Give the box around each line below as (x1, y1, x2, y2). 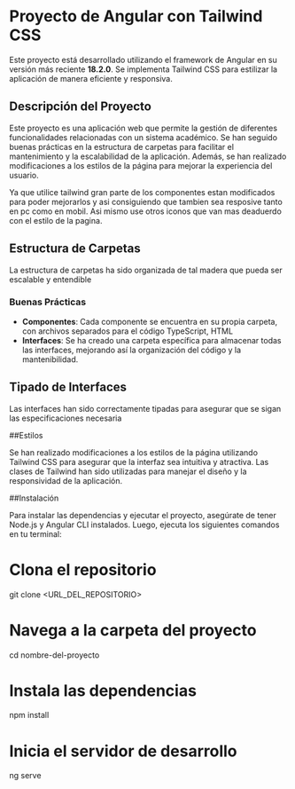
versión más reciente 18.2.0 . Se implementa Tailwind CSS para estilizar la (9, 64, 277, 75)
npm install (9, 710, 50, 721)
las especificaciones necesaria (9, 413, 122, 423)
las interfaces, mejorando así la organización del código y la (21, 344, 242, 355)
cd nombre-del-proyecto (9, 650, 100, 660)
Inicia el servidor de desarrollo (9, 741, 237, 761)
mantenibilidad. (21, 353, 79, 365)
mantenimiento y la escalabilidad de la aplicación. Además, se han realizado (9, 151, 287, 162)
